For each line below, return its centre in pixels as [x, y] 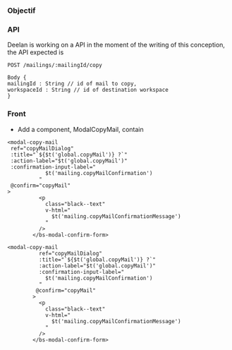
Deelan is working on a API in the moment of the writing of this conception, [116, 45]
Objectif [22, 11]
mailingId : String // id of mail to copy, [72, 84]
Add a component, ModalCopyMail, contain [81, 129]
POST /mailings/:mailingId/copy [55, 66]
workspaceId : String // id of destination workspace [88, 90]
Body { [17, 78]
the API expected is [36, 52]
